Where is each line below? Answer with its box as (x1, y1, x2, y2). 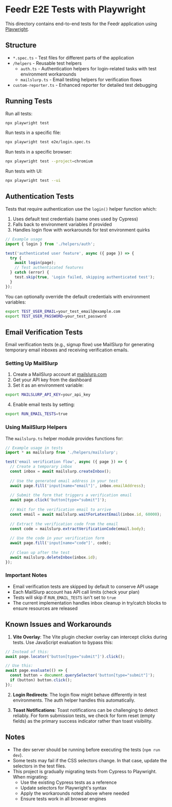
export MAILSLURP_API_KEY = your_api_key (5, 392, 91, 398)
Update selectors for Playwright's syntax (20, 784, 107, 791)
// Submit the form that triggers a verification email (10, 493, 132, 498)
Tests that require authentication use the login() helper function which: (5, 205, 157, 212)
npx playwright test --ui (5, 178, 61, 183)
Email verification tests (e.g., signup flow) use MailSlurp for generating (5, 342, 155, 348)
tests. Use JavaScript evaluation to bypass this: (12, 639, 113, 645)
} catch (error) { (10, 270, 50, 275)
